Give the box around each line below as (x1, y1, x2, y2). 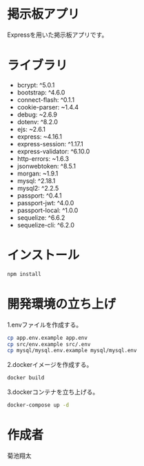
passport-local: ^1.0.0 (17, 206, 79, 214)
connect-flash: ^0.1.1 (17, 95, 74, 104)
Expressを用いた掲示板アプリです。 (7, 31, 108, 39)
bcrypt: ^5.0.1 (17, 80, 55, 89)
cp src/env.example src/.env (7, 340, 91, 347)
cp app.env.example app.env (7, 334, 88, 341)
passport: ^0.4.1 (17, 191, 62, 200)
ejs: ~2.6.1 (17, 125, 46, 133)
